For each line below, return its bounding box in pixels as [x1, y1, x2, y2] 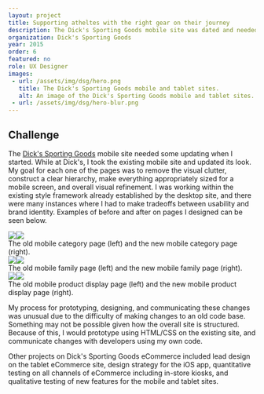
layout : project [8, 11, 61, 20]
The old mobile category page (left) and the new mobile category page [8, 239, 238, 248]
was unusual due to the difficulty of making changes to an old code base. [8, 311, 246, 320]
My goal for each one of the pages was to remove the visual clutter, [8, 166, 227, 175]
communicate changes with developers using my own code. [8, 336, 203, 345]
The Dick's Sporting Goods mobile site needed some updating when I [8, 148, 233, 158]
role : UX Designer [8, 63, 68, 71]
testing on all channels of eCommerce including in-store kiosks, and [8, 368, 229, 378]
